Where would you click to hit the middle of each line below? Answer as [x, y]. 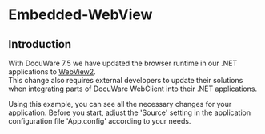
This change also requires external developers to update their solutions [126, 80]
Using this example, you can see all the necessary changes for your [120, 104]
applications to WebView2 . [52, 72]
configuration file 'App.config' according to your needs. [100, 121]
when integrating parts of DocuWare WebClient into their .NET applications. [133, 89]
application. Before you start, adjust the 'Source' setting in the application [129, 112]
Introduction [40, 44]
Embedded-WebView [80, 15]
